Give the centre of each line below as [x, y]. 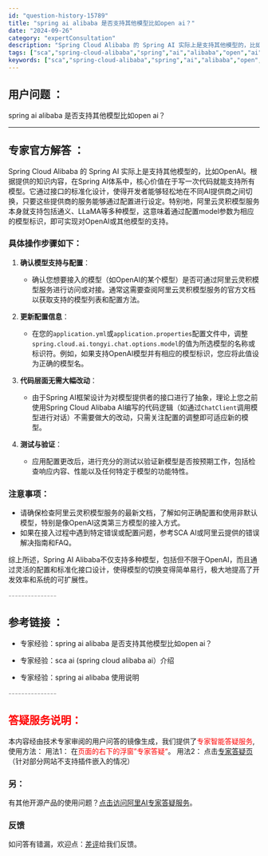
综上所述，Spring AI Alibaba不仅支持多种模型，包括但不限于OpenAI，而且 [130, 560]
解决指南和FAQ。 [47, 543]
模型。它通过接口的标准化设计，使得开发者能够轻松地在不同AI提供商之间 [127, 191]
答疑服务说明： [45, 721]
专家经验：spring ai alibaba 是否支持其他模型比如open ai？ [116, 643]
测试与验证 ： [41, 444]
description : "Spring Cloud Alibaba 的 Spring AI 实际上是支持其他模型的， [129, 46]
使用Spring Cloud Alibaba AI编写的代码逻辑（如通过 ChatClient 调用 [141, 407]
